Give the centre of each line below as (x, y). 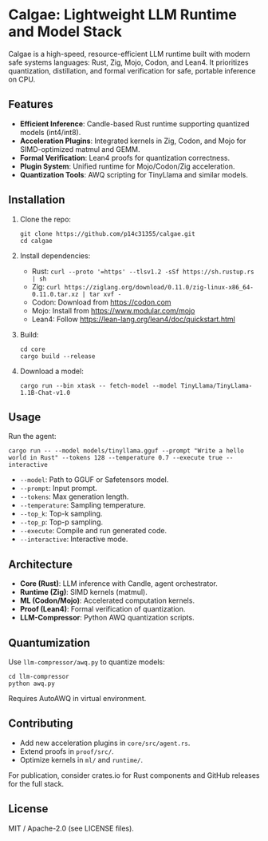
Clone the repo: (45, 219)
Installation (37, 200)
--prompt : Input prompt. (58, 488)
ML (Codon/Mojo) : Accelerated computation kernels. (107, 600)
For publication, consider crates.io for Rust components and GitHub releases (134, 775)
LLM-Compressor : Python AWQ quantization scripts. (107, 618)
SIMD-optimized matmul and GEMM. (80, 149)
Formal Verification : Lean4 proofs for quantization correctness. (125, 157)
